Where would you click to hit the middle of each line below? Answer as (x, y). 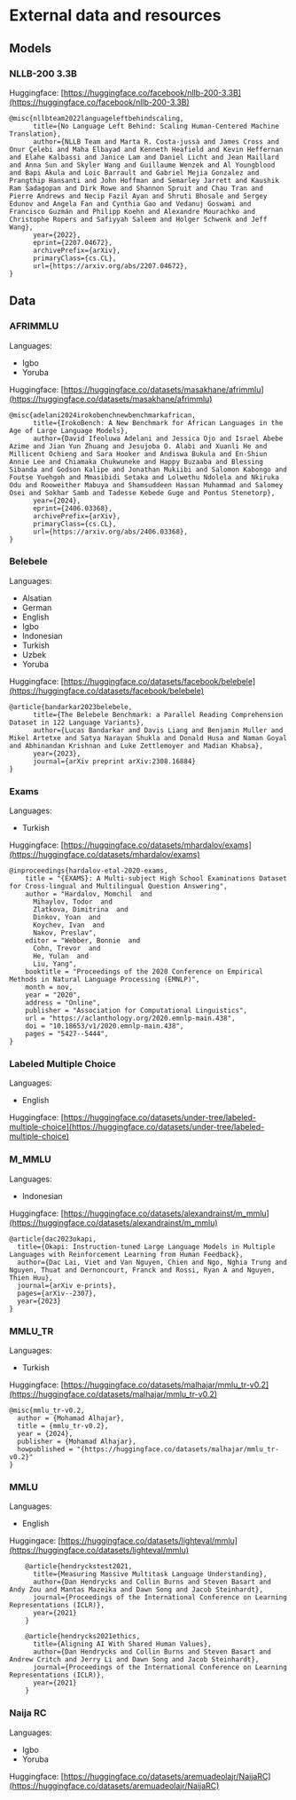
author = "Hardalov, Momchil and (89, 894)
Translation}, (35, 134)
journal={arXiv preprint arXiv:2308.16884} (114, 761)
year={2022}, (57, 235)
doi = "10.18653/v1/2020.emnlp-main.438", (105, 1026)
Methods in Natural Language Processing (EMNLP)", (105, 980)
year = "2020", (53, 995)
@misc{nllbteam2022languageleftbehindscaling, (97, 118)
